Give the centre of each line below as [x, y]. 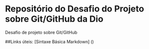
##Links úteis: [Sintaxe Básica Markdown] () [50, 41]
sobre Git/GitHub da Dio [54, 19]
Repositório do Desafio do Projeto [74, 9]
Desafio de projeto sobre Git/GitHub [41, 32]
